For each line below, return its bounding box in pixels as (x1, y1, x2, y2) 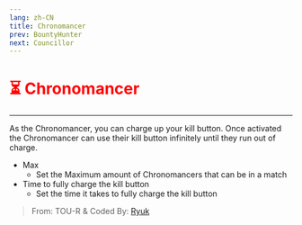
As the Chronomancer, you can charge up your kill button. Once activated (9, 123, 282, 134)
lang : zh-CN (9, 13, 54, 22)
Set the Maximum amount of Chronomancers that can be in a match (35, 169, 288, 180)
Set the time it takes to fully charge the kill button (35, 188, 218, 199)
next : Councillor (9, 38, 75, 48)
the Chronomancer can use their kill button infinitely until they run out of (9, 132, 276, 144)
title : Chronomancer (9, 22, 87, 31)
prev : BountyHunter (9, 30, 83, 39)
